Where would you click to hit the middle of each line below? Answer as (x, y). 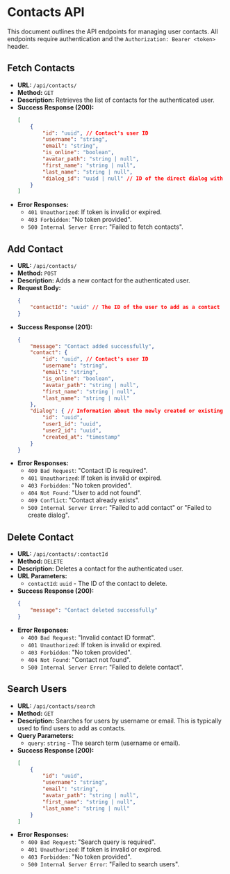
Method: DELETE (40, 562)
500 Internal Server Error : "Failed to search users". (103, 864)
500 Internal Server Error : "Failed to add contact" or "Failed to (120, 508)
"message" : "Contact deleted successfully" (94, 610)
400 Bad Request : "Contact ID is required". (88, 471)
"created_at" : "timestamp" (82, 437)
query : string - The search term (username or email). (104, 743)
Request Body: (39, 288)
